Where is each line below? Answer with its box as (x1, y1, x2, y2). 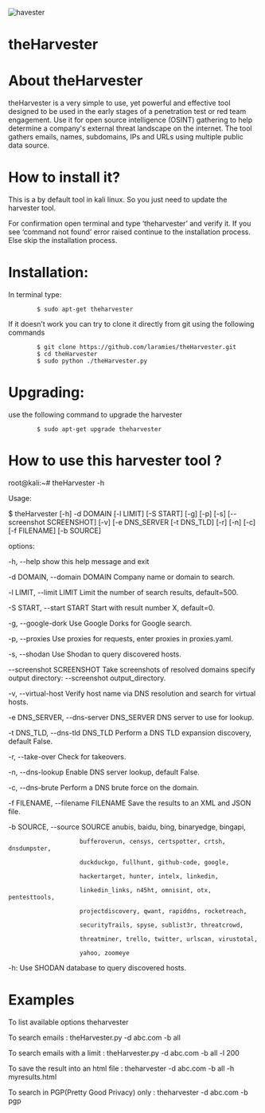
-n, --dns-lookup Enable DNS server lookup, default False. (8, 767, 201, 777)
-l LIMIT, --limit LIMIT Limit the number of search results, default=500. (8, 587, 239, 597)
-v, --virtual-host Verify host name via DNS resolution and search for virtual (8, 688, 256, 698)
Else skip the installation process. (8, 236, 118, 245)
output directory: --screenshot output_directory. (8, 673, 166, 683)
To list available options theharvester (8, 1017, 129, 1027)
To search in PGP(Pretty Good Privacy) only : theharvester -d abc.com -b (8, 1088, 248, 1097)
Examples (8, 991, 75, 1009)
